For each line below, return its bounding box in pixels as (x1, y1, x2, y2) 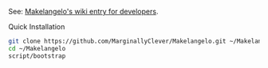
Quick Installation (8, 22, 65, 31)
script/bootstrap (8, 51, 66, 60)
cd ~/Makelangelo (8, 44, 66, 52)
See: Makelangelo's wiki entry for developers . (8, 7, 159, 16)
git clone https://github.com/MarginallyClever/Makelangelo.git (8, 37, 227, 45)
